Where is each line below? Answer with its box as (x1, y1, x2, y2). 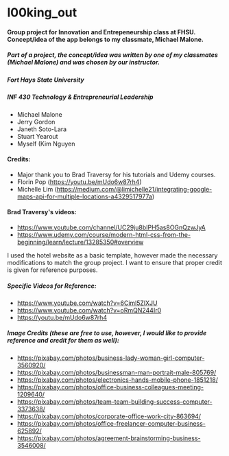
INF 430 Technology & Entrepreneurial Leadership (7, 93, 154, 101)
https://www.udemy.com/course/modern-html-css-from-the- (16, 230, 191, 238)
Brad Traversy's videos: (7, 208, 77, 216)
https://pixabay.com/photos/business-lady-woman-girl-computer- (16, 354, 205, 362)
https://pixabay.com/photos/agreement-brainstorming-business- (16, 434, 201, 442)
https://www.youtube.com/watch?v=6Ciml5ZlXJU (16, 299, 158, 307)
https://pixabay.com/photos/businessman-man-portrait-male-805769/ (16, 368, 217, 376)
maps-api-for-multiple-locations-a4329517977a (16, 192, 153, 201)
